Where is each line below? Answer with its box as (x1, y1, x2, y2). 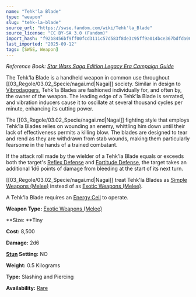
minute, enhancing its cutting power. (6, 105, 94, 112)
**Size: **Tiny (6, 216, 43, 223)
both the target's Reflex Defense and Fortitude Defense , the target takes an (6, 158, 187, 165)
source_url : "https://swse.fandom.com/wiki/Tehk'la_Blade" (6, 25, 153, 31)
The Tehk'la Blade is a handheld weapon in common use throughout (6, 74, 170, 81)
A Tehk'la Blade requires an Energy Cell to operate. (6, 194, 129, 201)
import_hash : (6, 36, 38, 42)
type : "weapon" (6, 14, 43, 20)
